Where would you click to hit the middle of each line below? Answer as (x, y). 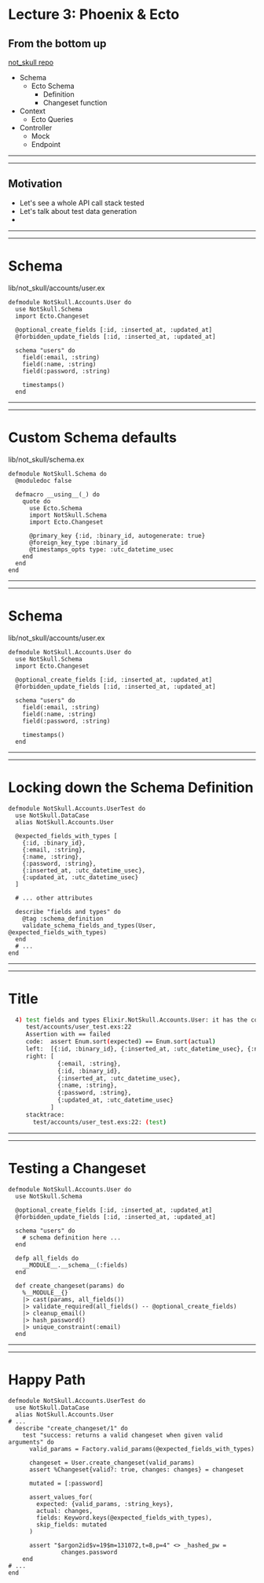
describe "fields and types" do (68, 911)
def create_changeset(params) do (70, 1286)
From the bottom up (57, 44)
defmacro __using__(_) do (58, 494)
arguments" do (31, 1442)
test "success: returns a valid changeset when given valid (123, 1435)
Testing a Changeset (77, 1168)
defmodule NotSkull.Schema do (58, 473)
